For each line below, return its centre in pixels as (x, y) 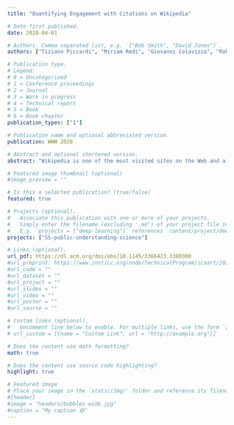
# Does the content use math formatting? (68, 346)
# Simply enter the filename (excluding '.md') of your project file (113, 224)
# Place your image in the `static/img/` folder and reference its (107, 391)
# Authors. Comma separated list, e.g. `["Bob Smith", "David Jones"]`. (115, 45)
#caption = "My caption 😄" (48, 410)
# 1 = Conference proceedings (51, 84)
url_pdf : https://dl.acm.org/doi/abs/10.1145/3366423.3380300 (99, 256)
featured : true (29, 199)
